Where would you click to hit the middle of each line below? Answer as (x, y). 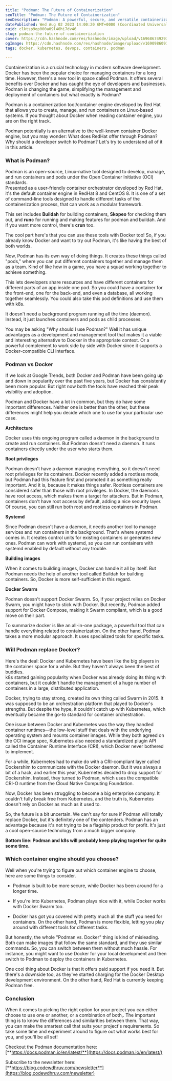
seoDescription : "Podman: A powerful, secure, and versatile (72, 19)
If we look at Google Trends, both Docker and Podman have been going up (84, 375)
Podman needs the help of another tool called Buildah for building (74, 574)
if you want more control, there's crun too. (50, 225)
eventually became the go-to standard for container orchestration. (75, 714)
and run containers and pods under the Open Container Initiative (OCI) (79, 177)
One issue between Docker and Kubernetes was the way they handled (79, 724)
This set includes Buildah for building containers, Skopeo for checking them (86, 214)
